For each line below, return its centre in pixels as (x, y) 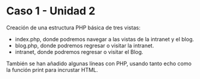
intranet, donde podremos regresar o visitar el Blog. (79, 51)
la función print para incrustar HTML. (52, 69)
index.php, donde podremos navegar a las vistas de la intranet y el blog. (105, 39)
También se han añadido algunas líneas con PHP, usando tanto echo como (99, 63)
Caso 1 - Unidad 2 (51, 11)
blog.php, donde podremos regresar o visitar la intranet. (84, 45)
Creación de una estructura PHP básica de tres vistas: (73, 28)
